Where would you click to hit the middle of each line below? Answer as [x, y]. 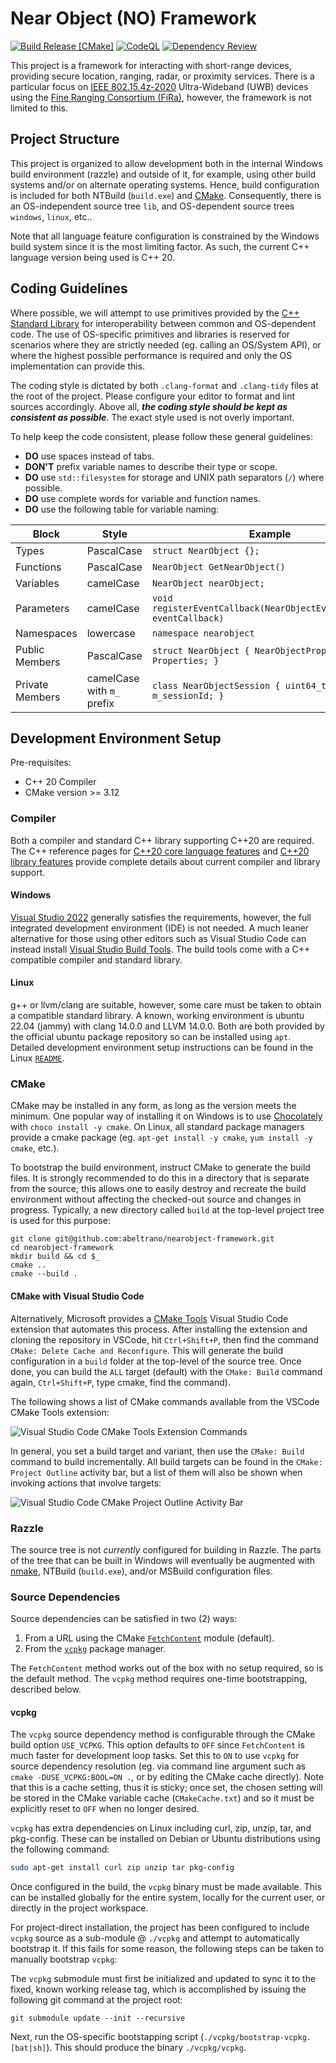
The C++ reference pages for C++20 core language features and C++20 [160, 851]
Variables [37, 583]
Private [32, 684]
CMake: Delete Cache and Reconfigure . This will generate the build [147, 1350]
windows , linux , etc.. [51, 216]
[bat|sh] [28, 2048]
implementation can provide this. [78, 366]
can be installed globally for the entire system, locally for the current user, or [168, 1898]
